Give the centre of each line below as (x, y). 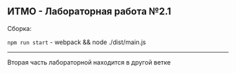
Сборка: (19, 28)
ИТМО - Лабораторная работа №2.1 (89, 12)
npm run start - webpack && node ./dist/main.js (77, 42)
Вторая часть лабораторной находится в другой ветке (89, 62)
